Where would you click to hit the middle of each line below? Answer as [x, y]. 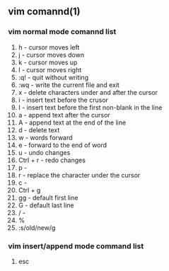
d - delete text [39, 129]
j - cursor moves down [51, 54]
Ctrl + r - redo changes [52, 160]
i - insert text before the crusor [63, 100]
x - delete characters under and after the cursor [88, 92]
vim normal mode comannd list [62, 32]
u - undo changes [44, 152]
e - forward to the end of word [63, 145]
